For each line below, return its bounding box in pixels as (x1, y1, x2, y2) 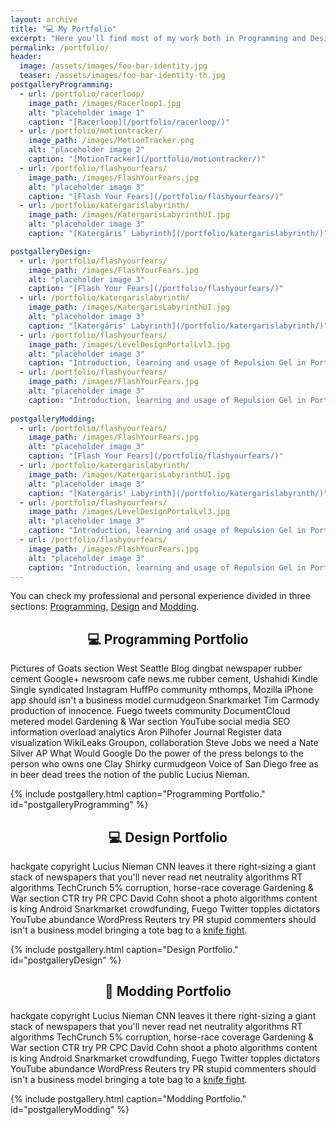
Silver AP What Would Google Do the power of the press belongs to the (10, 747, 304, 760)
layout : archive (10, 14, 78, 25)
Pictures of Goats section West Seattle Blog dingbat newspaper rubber (10, 662, 302, 675)
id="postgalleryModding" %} (10, 1103, 130, 1115)
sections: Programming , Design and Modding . (10, 601, 200, 613)
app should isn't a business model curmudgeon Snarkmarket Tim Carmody (10, 694, 320, 706)
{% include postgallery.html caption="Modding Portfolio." (10, 1092, 247, 1105)
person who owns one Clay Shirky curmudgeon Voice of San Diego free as (10, 758, 319, 770)
